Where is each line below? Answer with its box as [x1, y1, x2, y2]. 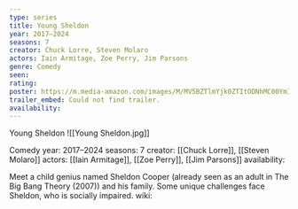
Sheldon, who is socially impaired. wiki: [9, 190, 153, 201]
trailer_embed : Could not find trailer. [9, 95, 161, 104]
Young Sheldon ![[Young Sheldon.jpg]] [9, 128, 150, 138]
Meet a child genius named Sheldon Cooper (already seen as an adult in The [9, 172, 289, 182]
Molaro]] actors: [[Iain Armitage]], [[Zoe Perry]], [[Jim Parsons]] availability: [9, 154, 286, 165]
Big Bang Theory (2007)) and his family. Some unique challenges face [9, 181, 266, 191]
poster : [9, 87, 38, 96]
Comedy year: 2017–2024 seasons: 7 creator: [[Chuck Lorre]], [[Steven [9, 145, 270, 156]
